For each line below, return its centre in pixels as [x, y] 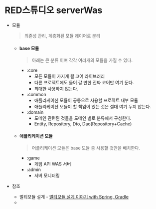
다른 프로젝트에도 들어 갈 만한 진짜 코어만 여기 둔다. [84, 83]
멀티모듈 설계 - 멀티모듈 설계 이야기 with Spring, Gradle [74, 197]
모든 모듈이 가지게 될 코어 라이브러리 [70, 76]
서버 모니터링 [47, 175]
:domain [35, 112]
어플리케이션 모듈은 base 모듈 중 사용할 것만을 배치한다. [86, 148]
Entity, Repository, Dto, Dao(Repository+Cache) [83, 124]
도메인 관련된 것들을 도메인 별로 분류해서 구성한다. [83, 118]
